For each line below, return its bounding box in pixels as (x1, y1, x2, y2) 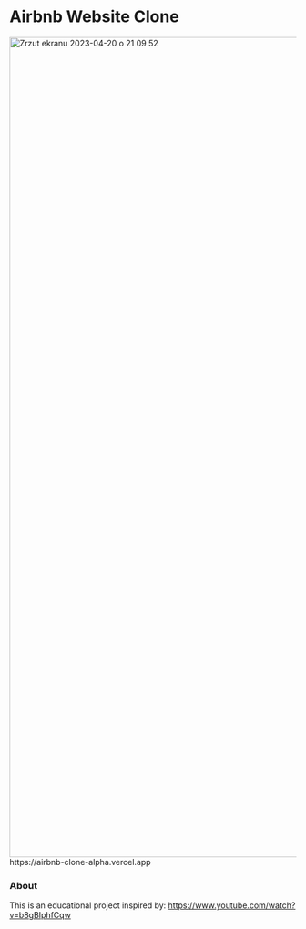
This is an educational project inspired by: (9, 900, 167, 911)
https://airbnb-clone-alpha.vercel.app (9, 856, 152, 867)
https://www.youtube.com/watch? (168, 900, 296, 911)
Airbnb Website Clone (9, 6, 179, 27)
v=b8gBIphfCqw (9, 910, 71, 921)
